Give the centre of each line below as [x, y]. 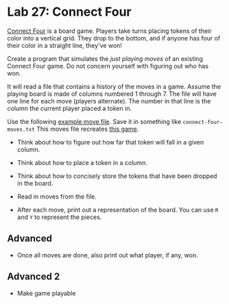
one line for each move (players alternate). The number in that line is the [109, 101]
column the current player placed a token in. [70, 108]
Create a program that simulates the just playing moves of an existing [105, 58]
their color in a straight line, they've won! [64, 45]
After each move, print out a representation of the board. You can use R [118, 210]
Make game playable [46, 293]
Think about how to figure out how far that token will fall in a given [110, 142]
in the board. [35, 183]
